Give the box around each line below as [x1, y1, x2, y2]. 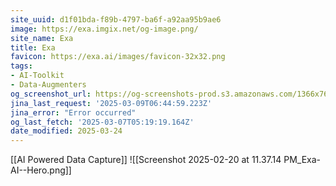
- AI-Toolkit [10, 71, 65, 81]
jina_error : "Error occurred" [10, 107, 137, 118]
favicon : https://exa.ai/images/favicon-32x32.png [10, 52, 226, 62]
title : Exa [10, 42, 56, 53]
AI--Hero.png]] [10, 164, 72, 176]
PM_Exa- [283, 154, 322, 166]
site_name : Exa [10, 33, 74, 43]
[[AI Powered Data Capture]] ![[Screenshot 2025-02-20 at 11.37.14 [10, 154, 282, 166]
